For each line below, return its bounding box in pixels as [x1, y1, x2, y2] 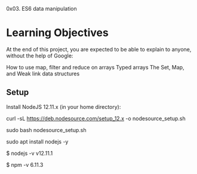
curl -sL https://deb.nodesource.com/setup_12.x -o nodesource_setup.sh [6, 115, 186, 122]
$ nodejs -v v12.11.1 [6, 149, 53, 157]
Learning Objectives [6, 26, 109, 39]
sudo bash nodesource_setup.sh [6, 126, 87, 133]
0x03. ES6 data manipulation [6, 5, 78, 12]
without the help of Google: [6, 52, 73, 59]
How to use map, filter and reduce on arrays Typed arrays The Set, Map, [6, 63, 184, 71]
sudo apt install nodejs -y [6, 138, 69, 145]
